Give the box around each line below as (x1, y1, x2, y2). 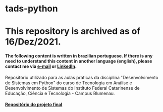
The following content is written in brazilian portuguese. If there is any (5, 53, 153, 58)
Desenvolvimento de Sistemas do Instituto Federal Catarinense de (5, 85, 140, 91)
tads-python (5, 3, 58, 14)
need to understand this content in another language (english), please (5, 58, 153, 64)
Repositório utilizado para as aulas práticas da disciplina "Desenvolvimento (5, 74, 159, 80)
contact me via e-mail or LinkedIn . (5, 63, 77, 69)
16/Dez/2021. (5, 36, 61, 48)
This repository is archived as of (5, 26, 141, 37)
